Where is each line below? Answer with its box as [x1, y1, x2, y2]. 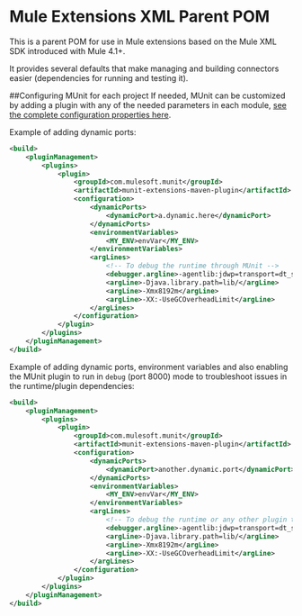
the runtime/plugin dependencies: [9, 380, 135, 391]
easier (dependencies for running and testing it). [9, 72, 189, 83]
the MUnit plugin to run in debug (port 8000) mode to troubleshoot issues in [9, 371, 288, 382]
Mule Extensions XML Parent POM [9, 6, 271, 27]
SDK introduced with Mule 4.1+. [9, 45, 126, 56]
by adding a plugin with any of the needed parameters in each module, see [9, 99, 288, 110]
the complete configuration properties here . [9, 109, 172, 120]
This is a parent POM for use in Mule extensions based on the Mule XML [9, 36, 277, 47]
